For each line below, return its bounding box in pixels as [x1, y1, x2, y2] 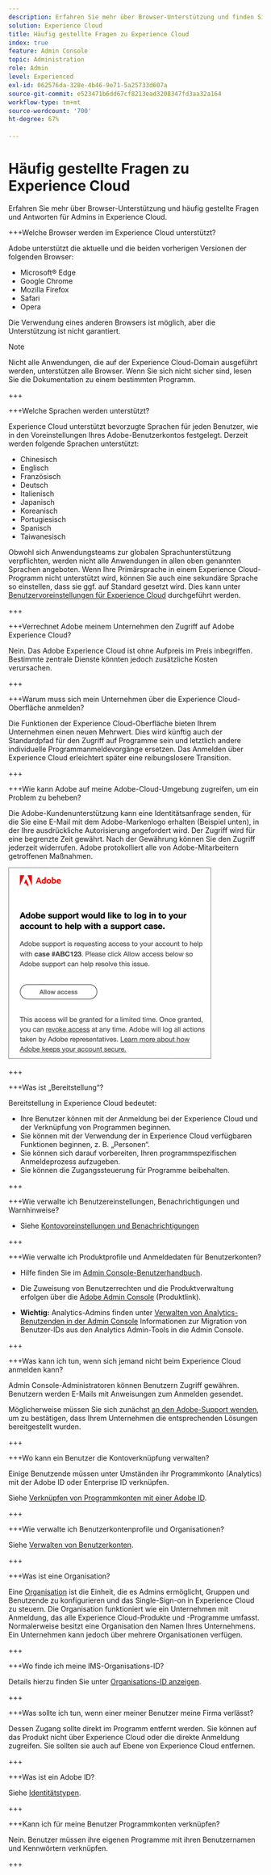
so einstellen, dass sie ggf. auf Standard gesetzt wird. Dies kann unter [8, 582, 241, 591]
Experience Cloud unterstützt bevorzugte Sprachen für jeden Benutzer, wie [8, 421, 259, 431]
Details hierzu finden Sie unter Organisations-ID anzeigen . [8, 1676, 202, 1686]
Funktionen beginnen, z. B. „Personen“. [19, 1139, 151, 1149]
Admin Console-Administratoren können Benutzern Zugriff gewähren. [8, 1380, 240, 1389]
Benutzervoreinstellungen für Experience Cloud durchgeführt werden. [8, 590, 241, 599]
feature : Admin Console [8, 47, 89, 56]
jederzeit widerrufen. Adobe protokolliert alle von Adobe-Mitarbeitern [8, 843, 240, 852]
